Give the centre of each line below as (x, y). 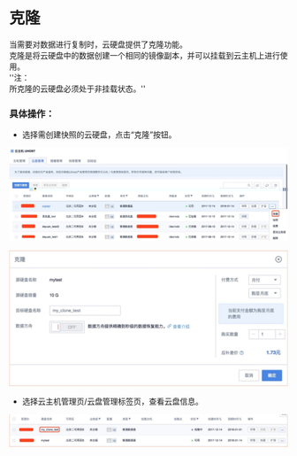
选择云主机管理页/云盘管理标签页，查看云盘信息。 (112, 402)
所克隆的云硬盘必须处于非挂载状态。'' (77, 89)
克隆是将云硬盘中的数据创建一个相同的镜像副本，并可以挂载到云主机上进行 (145, 55)
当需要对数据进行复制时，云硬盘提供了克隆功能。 (98, 44)
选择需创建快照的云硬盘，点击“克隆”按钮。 (99, 135)
